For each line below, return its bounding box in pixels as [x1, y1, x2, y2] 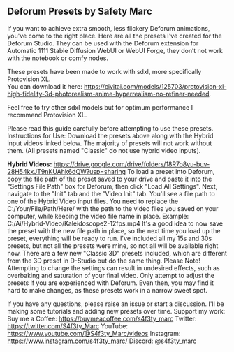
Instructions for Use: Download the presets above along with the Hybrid [7, 131, 214, 140]
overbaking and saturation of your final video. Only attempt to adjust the [7, 271, 215, 279]
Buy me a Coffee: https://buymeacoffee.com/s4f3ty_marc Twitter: [7, 314, 197, 323]
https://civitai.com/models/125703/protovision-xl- [83, 82, 227, 90]
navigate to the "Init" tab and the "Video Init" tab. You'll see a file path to [7, 189, 215, 198]
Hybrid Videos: [7, 160, 52, 168]
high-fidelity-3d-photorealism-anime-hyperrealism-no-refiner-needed [7, 89, 210, 98]
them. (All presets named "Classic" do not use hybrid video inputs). [7, 146, 201, 154]
